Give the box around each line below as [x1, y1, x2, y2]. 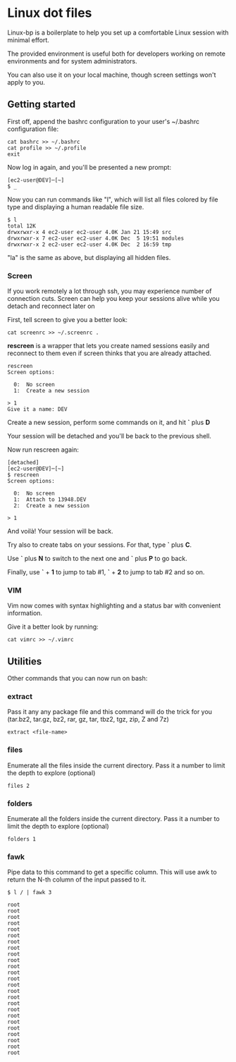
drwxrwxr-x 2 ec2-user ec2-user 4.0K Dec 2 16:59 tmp [7, 241, 172, 248]
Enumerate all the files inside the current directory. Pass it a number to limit [7, 761, 225, 770]
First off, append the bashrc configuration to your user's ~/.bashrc [7, 117, 200, 125]
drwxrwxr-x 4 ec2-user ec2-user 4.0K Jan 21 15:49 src [7, 228, 172, 235]
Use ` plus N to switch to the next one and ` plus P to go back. [7, 555, 188, 563]
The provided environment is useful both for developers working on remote [7, 49, 225, 58]
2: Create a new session [13, 502, 90, 510]
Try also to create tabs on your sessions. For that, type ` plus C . [7, 541, 192, 549]
